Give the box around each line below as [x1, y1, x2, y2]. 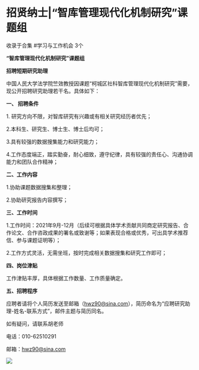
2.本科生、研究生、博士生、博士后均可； [6, 125, 105, 132]
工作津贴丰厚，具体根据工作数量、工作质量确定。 [6, 275, 126, 282]
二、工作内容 [6, 171, 37, 178]
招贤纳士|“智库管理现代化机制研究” [6, 6, 178, 20]
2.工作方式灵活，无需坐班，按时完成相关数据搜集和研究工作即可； [6, 249, 168, 256]
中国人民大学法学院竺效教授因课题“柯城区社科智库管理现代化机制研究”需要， [6, 79, 193, 87]
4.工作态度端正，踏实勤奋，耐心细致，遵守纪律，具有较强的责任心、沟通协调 [6, 150, 193, 158]
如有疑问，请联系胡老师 [6, 320, 64, 327]
